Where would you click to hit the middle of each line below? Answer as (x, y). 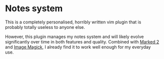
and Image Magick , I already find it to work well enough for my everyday (78, 47)
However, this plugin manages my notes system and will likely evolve (74, 37)
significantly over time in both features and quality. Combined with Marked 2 (82, 41)
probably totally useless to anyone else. (45, 27)
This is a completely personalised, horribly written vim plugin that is (73, 22)
